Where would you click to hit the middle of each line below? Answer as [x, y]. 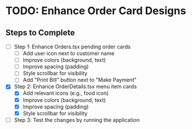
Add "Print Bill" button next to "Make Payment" [80, 80]
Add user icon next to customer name [69, 54]
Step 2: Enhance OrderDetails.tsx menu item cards [75, 87]
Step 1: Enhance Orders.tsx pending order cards [72, 47]
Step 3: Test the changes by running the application [77, 120]
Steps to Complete [40, 33]
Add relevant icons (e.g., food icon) [66, 93]
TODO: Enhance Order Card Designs [96, 11]
